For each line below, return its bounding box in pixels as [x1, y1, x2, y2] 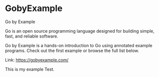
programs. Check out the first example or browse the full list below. [5, 48, 140, 53]
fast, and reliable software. [5, 33, 59, 39]
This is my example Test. [5, 66, 55, 72]
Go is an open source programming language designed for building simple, [5, 28, 155, 34]
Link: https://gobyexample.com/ [5, 57, 69, 63]
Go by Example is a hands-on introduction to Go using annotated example [5, 42, 153, 48]
